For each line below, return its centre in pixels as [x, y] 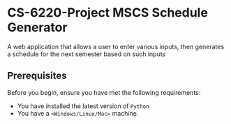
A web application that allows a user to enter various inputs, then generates [116, 46]
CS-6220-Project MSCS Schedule [107, 13]
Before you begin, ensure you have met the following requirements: [104, 92]
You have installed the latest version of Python [83, 106]
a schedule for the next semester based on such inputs [87, 54]
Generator [37, 27]
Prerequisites [37, 76]
